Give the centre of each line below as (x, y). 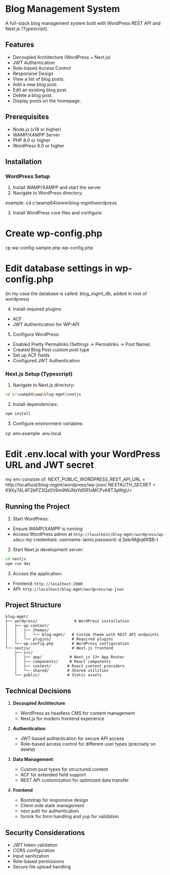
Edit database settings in (59, 269)
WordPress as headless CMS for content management (78, 713)
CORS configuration (34, 850)
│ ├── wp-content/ (27, 626)
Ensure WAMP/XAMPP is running (48, 529)
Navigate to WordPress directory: (48, 193)
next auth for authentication (50, 811)
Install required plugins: (37, 309)
